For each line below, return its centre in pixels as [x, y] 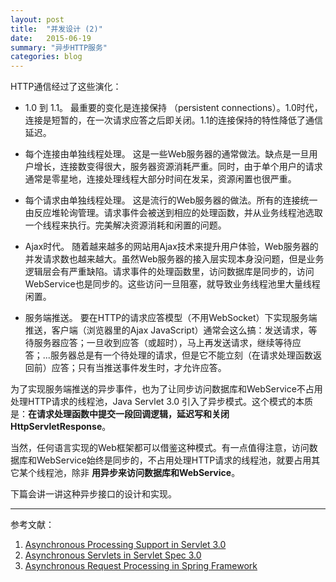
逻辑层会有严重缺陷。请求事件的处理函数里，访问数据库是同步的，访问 [169, 272]
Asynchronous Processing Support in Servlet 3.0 [125, 545]
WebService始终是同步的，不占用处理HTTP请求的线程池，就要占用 [174, 460]
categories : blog [46, 57]
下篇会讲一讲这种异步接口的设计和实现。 [93, 494]
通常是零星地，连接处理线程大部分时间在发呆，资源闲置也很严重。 [160, 179]
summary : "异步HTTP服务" [59, 47]
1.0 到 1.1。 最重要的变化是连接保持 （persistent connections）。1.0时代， [173, 108]
